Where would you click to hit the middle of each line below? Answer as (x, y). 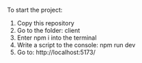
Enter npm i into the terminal (57, 38)
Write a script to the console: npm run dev (76, 45)
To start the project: (35, 10)
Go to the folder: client (48, 30)
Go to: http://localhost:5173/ (56, 52)
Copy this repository (46, 23)
